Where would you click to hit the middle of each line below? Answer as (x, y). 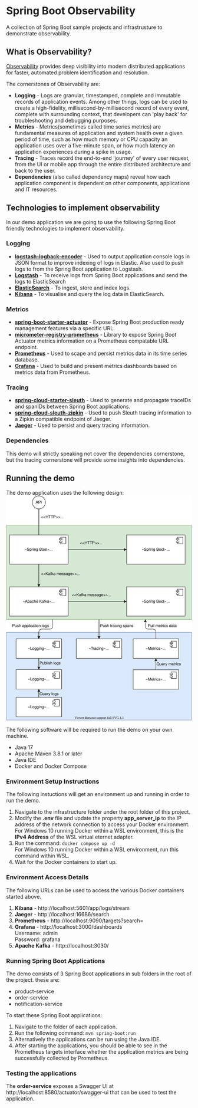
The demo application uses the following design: (65, 492)
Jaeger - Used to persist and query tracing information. (82, 425)
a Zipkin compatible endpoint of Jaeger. (63, 419)
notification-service (39, 1004)
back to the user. (35, 170)
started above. (24, 896)
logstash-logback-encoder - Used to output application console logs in (102, 256)
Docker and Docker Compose (51, 766)
